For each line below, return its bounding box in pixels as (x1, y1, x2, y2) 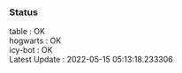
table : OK (9, 26, 46, 37)
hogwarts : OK (9, 35, 62, 46)
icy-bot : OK (9, 45, 53, 55)
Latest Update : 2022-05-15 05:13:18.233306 (9, 55, 174, 65)
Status (9, 6, 38, 18)
